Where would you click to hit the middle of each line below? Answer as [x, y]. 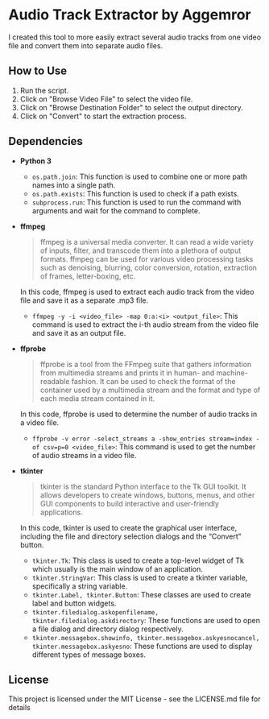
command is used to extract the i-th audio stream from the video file [145, 324]
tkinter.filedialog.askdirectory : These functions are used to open [146, 620]
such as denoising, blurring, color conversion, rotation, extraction [149, 267]
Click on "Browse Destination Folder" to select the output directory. [131, 107]
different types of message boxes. [89, 655]
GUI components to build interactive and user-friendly [130, 503]
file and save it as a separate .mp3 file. [84, 300]
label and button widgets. [74, 603]
